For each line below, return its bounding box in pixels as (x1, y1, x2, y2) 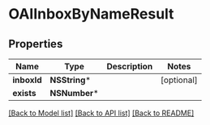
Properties (8, 37, 63, 51)
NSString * (49, 74, 92, 85)
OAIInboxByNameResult (8, 5, 174, 23)
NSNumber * (49, 88, 99, 98)
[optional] (161, 74, 199, 85)
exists (12, 88, 36, 98)
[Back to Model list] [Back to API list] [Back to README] (8, 108, 195, 118)
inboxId (12, 74, 42, 85)
